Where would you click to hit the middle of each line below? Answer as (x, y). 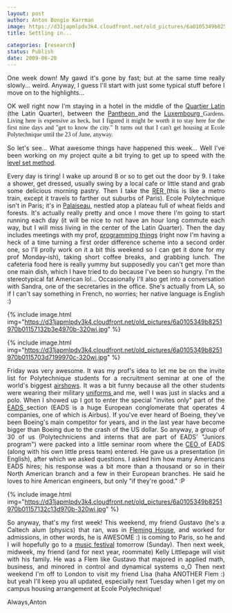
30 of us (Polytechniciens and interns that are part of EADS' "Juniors (116, 437)
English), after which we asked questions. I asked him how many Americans (116, 459)
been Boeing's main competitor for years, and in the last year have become (116, 422)
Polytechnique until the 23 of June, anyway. (60, 135)
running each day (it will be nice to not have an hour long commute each (116, 220)
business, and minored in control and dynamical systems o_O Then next (116, 566)
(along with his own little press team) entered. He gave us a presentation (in (116, 451)
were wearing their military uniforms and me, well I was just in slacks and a (116, 392)
